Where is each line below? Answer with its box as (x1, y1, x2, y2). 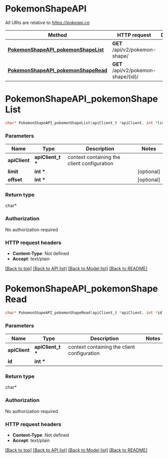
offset (7, 176, 22, 183)
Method (48, 31, 67, 38)
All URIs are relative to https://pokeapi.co (5, 20, 90, 26)
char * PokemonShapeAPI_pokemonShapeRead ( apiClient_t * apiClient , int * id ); (5, 310, 166, 315)
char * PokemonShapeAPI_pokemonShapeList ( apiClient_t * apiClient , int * (5, 120, 157, 125)
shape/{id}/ (112, 73, 139, 80)
